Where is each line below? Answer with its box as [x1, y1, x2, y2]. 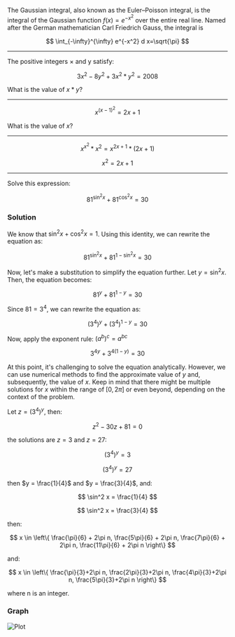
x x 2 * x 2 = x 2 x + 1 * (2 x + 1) [80, 142, 155, 153]
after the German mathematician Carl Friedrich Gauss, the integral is [7, 23, 204, 32]
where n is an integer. [7, 589, 70, 597]
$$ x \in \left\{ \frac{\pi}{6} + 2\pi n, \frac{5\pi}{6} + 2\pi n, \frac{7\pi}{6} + [9, 533, 226, 542]
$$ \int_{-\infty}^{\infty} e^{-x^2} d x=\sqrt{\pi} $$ [45, 36, 190, 45]
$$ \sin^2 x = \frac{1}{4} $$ [78, 492, 157, 501]
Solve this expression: [7, 179, 71, 187]
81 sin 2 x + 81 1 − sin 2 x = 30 [83, 250, 152, 262]
